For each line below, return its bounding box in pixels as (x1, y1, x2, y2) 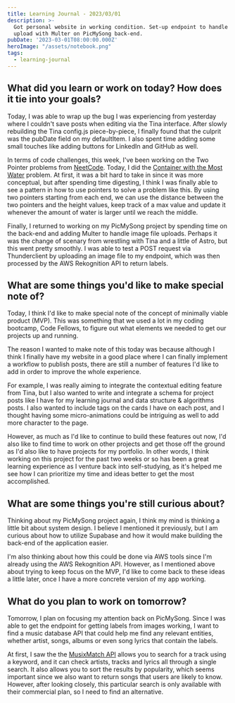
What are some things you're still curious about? (7, 497, 225, 509)
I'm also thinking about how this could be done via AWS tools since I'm (7, 552, 212, 561)
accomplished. (7, 477, 51, 486)
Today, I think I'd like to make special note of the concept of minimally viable (7, 309, 229, 318)
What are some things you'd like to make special (7, 279, 224, 291)
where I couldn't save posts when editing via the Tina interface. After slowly (7, 119, 227, 127)
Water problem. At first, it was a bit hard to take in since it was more (7, 170, 204, 179)
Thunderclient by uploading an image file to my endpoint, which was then (7, 251, 220, 260)
